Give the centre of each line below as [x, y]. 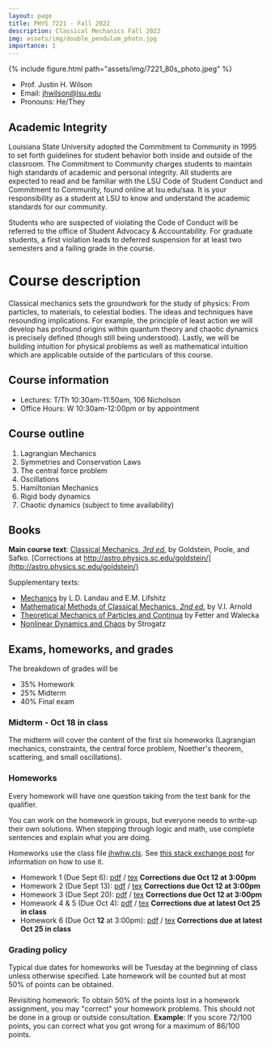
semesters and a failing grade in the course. [82, 248]
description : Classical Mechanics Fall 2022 [85, 31]
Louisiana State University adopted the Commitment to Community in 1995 [133, 146]
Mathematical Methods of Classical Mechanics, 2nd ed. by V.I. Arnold [136, 606]
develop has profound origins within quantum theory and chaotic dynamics [133, 329]
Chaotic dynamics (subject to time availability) [97, 505]
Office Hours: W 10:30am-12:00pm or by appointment [110, 408]
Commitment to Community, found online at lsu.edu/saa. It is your [118, 189]
